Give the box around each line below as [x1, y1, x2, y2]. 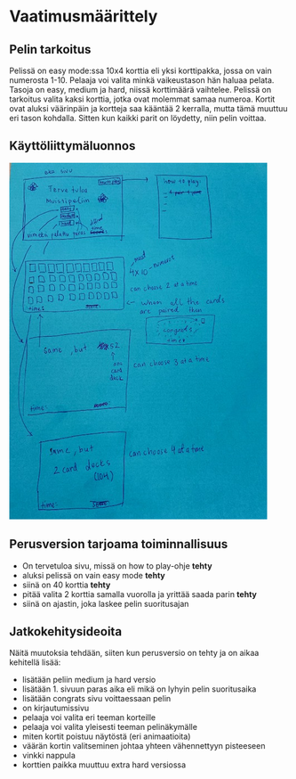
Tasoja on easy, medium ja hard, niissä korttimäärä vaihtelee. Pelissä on [9, 85, 272, 94]
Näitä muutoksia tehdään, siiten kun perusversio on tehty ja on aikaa [9, 648, 260, 659]
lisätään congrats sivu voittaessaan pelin [21, 693, 172, 704]
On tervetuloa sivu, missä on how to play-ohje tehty [21, 560, 212, 571]
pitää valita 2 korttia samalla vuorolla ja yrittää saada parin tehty [21, 588, 258, 599]
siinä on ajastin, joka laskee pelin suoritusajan [21, 598, 189, 609]
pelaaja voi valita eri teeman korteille [21, 712, 156, 723]
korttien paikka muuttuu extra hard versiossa [21, 759, 187, 770]
